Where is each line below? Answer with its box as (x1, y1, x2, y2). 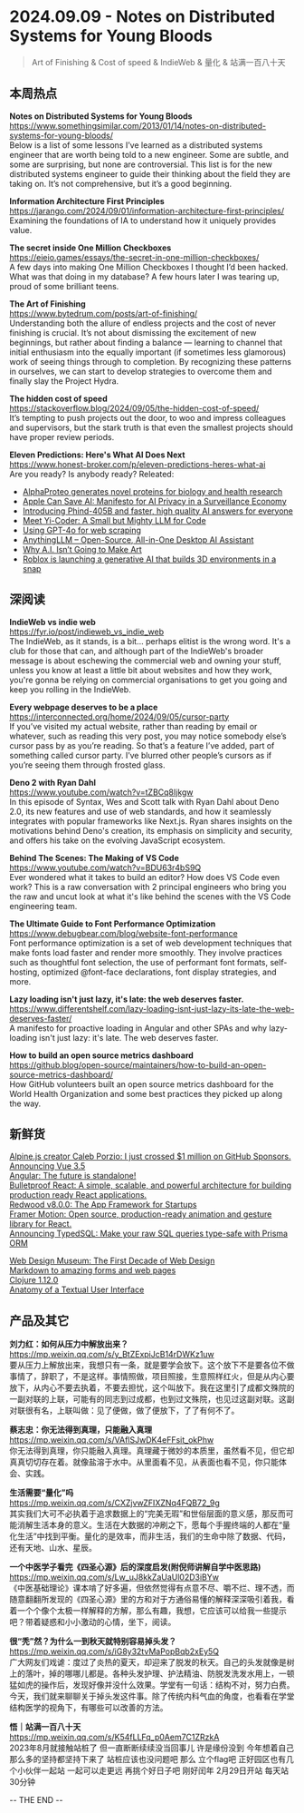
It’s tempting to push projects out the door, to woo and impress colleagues (9, 412, 287, 423)
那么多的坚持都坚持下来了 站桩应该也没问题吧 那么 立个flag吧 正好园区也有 (9, 1754, 287, 1765)
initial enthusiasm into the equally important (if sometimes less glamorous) (9, 347, 287, 358)
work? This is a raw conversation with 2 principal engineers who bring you (9, 881, 287, 892)
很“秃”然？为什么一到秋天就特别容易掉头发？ (9, 1636, 177, 1647)
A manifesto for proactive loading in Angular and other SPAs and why (9, 1023, 268, 1034)
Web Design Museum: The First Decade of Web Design (9, 1255, 215, 1267)
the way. (9, 1098, 42, 1109)
